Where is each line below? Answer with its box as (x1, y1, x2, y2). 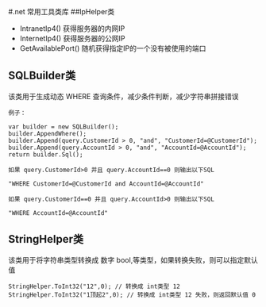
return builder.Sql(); (8, 150, 83, 159)
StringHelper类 (8, 232, 84, 246)
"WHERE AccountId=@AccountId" (8, 209, 109, 217)
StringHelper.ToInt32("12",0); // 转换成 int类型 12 (8, 282, 180, 290)
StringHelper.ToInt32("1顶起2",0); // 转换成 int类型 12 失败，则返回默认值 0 (8, 290, 256, 299)
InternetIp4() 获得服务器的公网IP (19, 34, 125, 43)
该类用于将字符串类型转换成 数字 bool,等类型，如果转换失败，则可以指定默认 (8, 255, 258, 264)
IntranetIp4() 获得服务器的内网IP (19, 24, 125, 33)
